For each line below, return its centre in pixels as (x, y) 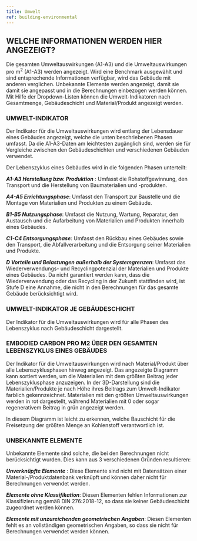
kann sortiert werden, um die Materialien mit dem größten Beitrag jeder (92, 376)
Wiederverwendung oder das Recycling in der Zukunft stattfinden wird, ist (96, 281)
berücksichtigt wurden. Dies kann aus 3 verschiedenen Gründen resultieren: (98, 460)
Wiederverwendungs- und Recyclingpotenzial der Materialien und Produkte (98, 268)
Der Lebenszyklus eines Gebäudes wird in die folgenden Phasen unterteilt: (96, 168)
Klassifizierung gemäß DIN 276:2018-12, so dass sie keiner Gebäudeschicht (98, 501)
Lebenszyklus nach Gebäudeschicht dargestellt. (65, 328)
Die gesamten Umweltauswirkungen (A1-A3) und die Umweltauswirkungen (96, 64)
